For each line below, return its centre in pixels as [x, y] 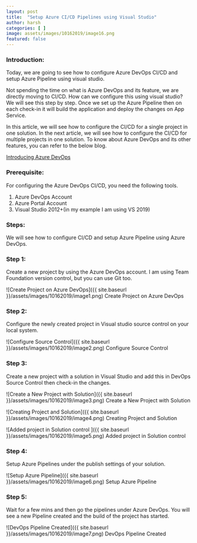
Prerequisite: [25, 173]
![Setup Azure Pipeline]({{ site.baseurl [52, 476]
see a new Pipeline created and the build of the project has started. [88, 516]
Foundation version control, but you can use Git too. [69, 278]
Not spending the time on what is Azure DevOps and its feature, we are [92, 90]
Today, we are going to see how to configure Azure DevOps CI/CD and [92, 73]
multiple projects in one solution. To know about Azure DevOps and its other [99, 139]
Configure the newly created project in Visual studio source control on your [98, 324]
